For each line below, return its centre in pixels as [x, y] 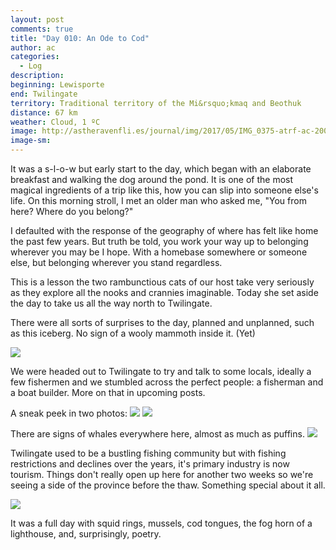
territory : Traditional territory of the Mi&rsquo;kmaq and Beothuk [156, 103]
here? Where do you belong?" [72, 211]
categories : [35, 57]
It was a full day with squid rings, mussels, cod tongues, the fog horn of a [161, 523]
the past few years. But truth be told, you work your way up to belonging [159, 241]
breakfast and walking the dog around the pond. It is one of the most [152, 179]
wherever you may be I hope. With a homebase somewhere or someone [159, 252]
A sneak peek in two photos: [69, 413]
